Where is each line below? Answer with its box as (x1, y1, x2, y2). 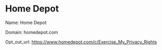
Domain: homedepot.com (5, 29, 58, 35)
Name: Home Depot (5, 19, 47, 25)
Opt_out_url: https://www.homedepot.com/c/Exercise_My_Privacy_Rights (5, 38, 157, 45)
